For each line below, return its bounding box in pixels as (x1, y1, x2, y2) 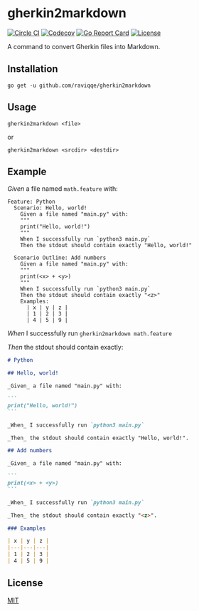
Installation (7, 63, 58, 75)
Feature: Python (7, 198, 55, 206)
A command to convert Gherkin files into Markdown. (7, 42, 161, 51)
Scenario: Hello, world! (14, 204, 87, 211)
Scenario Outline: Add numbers (14, 254, 107, 261)
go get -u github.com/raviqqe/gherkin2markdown (7, 82, 151, 89)
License (7, 577, 43, 589)
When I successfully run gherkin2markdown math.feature (7, 329, 173, 338)
